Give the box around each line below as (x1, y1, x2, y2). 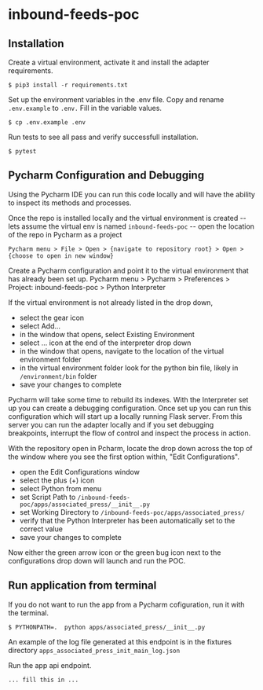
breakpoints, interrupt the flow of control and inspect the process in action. (8, 428, 251, 438)
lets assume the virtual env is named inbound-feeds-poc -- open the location (8, 222, 255, 231)
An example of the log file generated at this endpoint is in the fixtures (8, 637, 232, 646)
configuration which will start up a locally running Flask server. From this (8, 411, 243, 421)
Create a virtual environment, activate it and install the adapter (8, 57, 210, 67)
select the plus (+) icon (19, 475, 95, 485)
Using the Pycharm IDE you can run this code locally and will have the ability (8, 189, 255, 199)
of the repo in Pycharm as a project (8, 229, 122, 239)
